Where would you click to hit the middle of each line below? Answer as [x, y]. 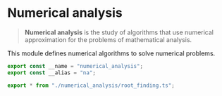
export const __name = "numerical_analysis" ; [75, 66]
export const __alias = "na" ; [52, 73]
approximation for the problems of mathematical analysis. [108, 39]
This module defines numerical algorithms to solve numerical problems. [111, 53]
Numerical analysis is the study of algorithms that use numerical [119, 32]
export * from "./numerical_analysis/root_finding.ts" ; [91, 85]
